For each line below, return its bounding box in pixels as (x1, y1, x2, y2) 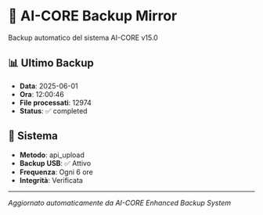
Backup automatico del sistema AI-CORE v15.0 (8, 33, 158, 42)
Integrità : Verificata (19, 175, 84, 185)
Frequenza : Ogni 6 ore (19, 167, 94, 177)
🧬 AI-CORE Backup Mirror (8, 7, 178, 25)
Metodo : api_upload (19, 150, 85, 159)
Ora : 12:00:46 (19, 89, 64, 99)
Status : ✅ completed (19, 106, 88, 116)
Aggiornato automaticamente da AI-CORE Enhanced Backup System (8, 198, 231, 207)
